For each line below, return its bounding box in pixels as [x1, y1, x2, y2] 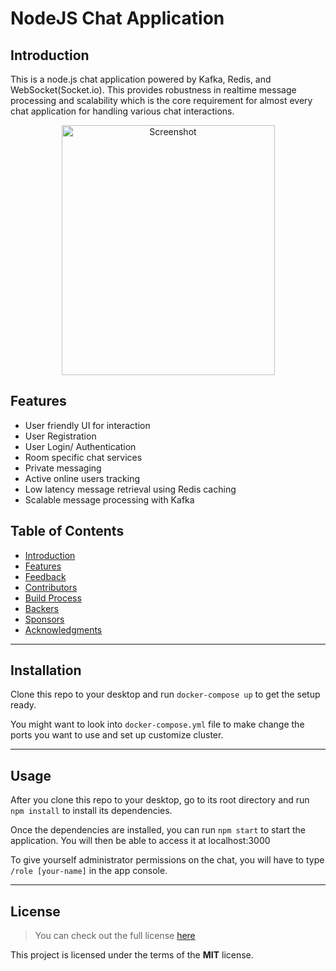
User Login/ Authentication [24, 440, 137, 452]
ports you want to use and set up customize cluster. [10, 729, 224, 741]
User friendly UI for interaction [24, 419, 151, 431]
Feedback [24, 570, 67, 582]
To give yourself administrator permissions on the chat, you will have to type [10, 854, 325, 866]
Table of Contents [10, 523, 125, 540]
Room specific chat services [24, 451, 143, 463]
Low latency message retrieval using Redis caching [24, 483, 237, 495]
